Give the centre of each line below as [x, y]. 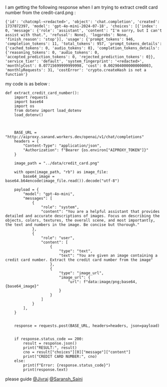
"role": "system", [60, 207]
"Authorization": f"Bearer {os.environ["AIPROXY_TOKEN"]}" [86, 150]
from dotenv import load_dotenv [48, 110]
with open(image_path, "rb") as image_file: [61, 172]
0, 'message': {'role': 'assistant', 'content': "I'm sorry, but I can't [84, 31]
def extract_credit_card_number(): [42, 93]
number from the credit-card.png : [40, 13]
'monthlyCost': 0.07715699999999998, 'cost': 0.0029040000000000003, [79, 66]
